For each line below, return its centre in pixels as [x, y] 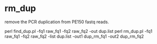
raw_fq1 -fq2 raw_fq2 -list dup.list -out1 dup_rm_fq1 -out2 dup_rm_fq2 [74, 36]
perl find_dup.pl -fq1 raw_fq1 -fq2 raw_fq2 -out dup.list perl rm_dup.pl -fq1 [78, 31]
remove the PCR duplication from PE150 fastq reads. [57, 22]
